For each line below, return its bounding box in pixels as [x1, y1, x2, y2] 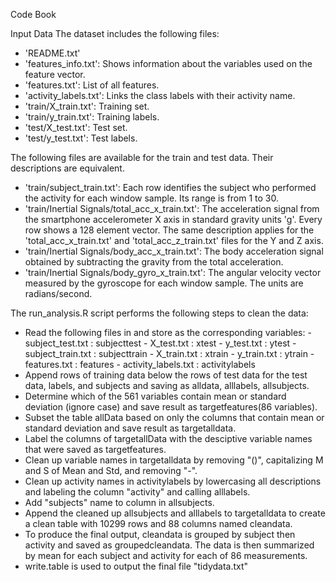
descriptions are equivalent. [10, 162, 125, 174]
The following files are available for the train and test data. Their [10, 152, 274, 163]
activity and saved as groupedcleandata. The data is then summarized [24, 539, 315, 551]
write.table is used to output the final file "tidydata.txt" [24, 560, 249, 572]
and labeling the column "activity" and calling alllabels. [24, 486, 251, 498]
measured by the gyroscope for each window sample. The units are [24, 277, 304, 289]
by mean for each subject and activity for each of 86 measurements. [24, 550, 308, 561]
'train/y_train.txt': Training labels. [24, 111, 160, 123]
